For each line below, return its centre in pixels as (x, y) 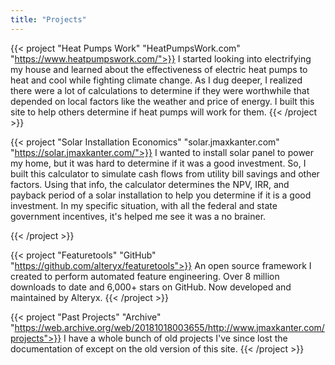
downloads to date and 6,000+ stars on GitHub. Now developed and (151, 287)
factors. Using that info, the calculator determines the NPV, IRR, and (150, 184)
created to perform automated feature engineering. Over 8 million (145, 276)
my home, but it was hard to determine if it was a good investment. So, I (158, 163)
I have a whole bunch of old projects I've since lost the (175, 338)
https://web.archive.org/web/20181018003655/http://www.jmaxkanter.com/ (169, 327)
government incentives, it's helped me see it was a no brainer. (138, 216)
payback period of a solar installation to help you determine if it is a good (161, 195)
